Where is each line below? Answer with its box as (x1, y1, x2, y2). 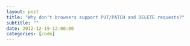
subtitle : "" (6, 20, 39, 26)
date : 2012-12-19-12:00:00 (6, 25, 74, 32)
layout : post (6, 8, 39, 15)
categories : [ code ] (6, 31, 55, 37)
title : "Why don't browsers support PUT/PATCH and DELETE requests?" (6, 14, 185, 20)
